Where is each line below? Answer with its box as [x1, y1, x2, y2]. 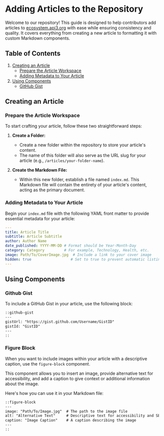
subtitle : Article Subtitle [5, 234, 62, 239]
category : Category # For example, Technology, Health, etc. [5, 248, 150, 253]
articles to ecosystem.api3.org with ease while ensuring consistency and [5, 24, 151, 30]
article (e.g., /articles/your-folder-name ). [19, 158, 105, 163]
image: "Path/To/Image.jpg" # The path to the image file [5, 409, 128, 414]
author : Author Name [5, 239, 47, 244]
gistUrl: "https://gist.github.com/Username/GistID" [5, 320, 115, 324]
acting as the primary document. [19, 187, 85, 193]
